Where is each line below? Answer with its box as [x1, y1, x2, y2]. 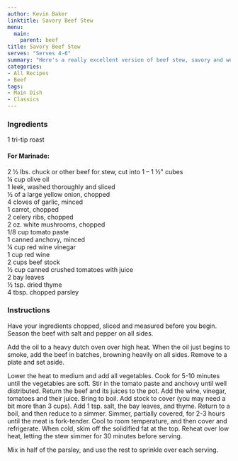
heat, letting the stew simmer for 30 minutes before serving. [7, 431, 183, 440]
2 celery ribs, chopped [7, 212, 74, 221]
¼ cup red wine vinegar [7, 242, 76, 251]
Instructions [7, 305, 51, 315]
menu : [7, 23, 23, 30]
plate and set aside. [7, 358, 65, 366]
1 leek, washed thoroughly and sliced [7, 182, 115, 191]
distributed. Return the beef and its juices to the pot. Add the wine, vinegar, [7, 387, 227, 395]
